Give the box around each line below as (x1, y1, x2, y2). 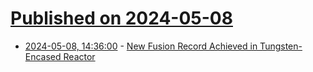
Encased (24, 50, 62, 62)
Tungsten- (259, 40, 303, 52)
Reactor (63, 50, 96, 62)
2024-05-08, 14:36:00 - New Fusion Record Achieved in (24, 40, 258, 52)
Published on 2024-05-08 (10, 7, 233, 30)
